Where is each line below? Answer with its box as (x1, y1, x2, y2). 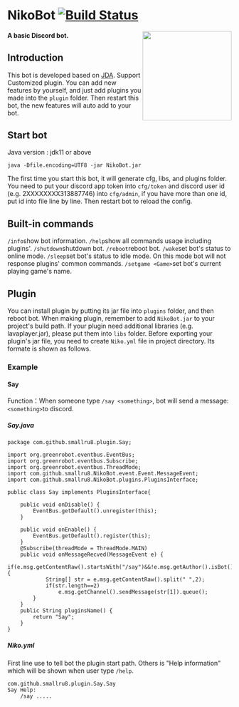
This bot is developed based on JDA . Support (7, 71, 141, 79)
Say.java (7, 420, 34, 429)
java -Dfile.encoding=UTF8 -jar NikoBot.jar (7, 162, 142, 169)
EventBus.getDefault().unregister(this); (33, 507, 158, 515)
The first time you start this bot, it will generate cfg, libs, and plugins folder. (7, 175, 228, 183)
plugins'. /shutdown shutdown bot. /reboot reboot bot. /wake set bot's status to (7, 244, 231, 253)
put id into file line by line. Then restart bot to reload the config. (7, 197, 193, 206)
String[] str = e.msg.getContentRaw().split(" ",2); (45, 576, 205, 584)
